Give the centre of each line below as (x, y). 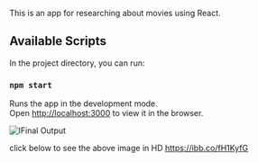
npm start (31, 85)
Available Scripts (58, 41)
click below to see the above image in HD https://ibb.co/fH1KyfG (129, 148)
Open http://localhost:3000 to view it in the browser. (106, 113)
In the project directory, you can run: (77, 63)
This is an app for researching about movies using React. (115, 13)
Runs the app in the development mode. (83, 103)
